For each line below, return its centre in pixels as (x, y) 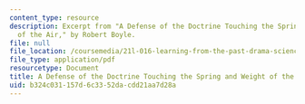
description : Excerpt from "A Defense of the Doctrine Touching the (142, 26)
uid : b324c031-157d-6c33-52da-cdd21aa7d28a (93, 85)
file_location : (38, 52)
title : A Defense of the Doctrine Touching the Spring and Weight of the (152, 77)
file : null (30, 43)
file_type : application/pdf (63, 60)
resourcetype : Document (54, 69)
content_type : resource (54, 18)
